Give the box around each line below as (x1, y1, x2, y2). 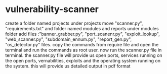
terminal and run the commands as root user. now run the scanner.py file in (5, 47, 162, 53)
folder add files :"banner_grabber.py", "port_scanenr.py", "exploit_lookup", (5, 31, 160, 37)
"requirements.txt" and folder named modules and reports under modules (5, 25, 159, 31)
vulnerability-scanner (5, 4, 99, 15)
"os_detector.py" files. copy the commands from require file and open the (5, 41, 159, 47)
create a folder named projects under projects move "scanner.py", (5, 20, 143, 26)
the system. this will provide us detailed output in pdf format (5, 63, 131, 69)
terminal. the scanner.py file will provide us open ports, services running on (5, 52, 163, 58)
